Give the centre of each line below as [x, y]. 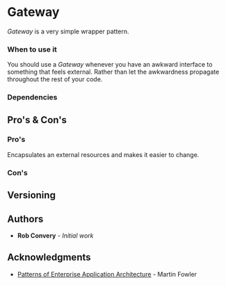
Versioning [31, 195]
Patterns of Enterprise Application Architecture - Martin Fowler [107, 274]
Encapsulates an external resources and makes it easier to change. [103, 154]
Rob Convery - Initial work [55, 235]
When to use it [32, 49]
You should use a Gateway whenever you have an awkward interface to [110, 65]
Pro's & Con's [37, 120]
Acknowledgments [49, 258]
